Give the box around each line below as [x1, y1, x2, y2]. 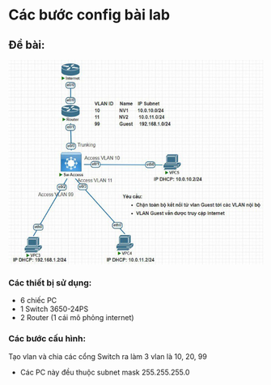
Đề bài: [8, 38, 45, 52]
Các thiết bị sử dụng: [8, 277, 92, 289]
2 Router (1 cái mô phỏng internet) [19, 313, 135, 323]
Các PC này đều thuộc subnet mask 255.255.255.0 [19, 367, 190, 377]
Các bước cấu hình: [8, 333, 87, 344]
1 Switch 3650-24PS [19, 304, 89, 314]
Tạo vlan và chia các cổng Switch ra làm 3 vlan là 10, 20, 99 [8, 351, 208, 361]
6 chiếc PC [19, 296, 57, 306]
